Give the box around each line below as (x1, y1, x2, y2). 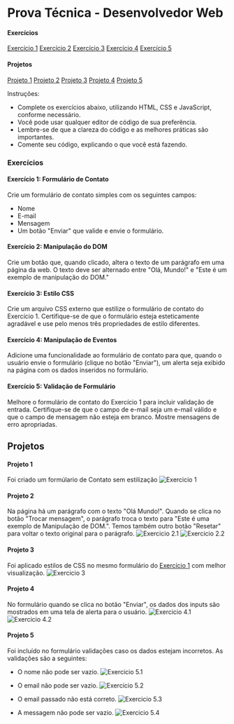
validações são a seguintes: (7, 654, 87, 662)
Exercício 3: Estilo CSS (7, 289, 75, 297)
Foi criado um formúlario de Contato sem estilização (7, 475, 158, 484)
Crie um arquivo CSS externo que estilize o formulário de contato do (7, 305, 204, 313)
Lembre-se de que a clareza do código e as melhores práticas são (17, 125, 209, 134)
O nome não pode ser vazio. (17, 667, 99, 676)
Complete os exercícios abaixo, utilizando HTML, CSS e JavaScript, (17, 103, 212, 111)
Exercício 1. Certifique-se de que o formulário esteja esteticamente (7, 312, 200, 320)
